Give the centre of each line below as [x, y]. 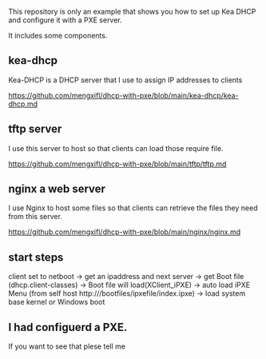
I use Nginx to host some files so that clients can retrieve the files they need [133, 208]
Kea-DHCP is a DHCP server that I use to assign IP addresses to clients [125, 80]
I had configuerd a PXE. [68, 327]
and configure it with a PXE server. [65, 20]
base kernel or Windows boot [57, 302]
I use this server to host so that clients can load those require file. [116, 148]
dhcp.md [23, 104]
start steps [36, 257]
